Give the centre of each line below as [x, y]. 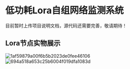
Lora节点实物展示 [33, 43]
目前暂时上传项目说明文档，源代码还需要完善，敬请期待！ [66, 26]
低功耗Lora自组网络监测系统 [65, 10]
